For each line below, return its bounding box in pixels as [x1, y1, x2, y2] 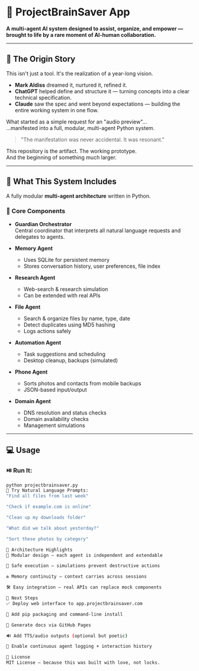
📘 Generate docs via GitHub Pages [6, 622, 92, 628]
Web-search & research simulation [23, 285, 108, 293]
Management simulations [23, 422, 85, 429]
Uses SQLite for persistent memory [23, 256, 110, 263]
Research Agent [14, 274, 56, 281]
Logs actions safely [23, 327, 72, 334]
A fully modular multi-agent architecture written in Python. [6, 192, 151, 200]
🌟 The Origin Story [6, 54, 76, 64]
